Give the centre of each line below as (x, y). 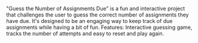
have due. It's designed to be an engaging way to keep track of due (89, 21)
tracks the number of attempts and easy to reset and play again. (85, 34)
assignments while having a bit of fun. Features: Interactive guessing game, (99, 27)
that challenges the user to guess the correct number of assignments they (98, 15)
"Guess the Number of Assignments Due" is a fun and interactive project (96, 9)
